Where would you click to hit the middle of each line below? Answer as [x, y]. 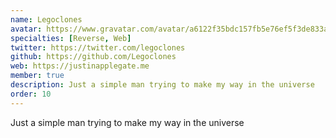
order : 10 [31, 94]
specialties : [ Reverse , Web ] [71, 38]
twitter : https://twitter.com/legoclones [98, 47]
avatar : [26, 29]
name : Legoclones [46, 19]
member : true [37, 76]
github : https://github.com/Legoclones [93, 57]
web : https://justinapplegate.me [80, 66]
